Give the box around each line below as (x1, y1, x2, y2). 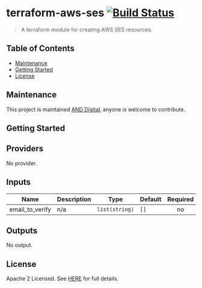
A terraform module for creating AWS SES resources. (20, 26, 153, 33)
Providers (6, 143, 44, 154)
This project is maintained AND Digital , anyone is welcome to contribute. (6, 105, 185, 113)
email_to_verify (9, 205, 52, 213)
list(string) (97, 205, 134, 213)
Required (167, 195, 194, 203)
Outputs (6, 225, 38, 236)
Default (139, 195, 162, 203)
